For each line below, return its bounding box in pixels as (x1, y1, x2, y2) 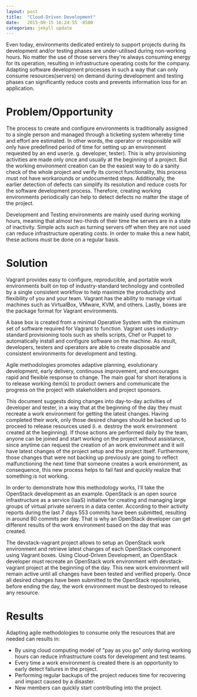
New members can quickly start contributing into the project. (14, 684, 163, 691)
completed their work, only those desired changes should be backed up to (6, 417, 186, 424)
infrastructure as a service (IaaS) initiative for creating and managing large (6, 497, 186, 504)
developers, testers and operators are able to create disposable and (6, 344, 171, 351)
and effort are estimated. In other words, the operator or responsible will (6, 138, 181, 145)
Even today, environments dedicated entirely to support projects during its (6, 41, 186, 48)
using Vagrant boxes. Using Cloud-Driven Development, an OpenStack (6, 552, 178, 559)
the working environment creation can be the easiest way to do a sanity (6, 162, 179, 169)
